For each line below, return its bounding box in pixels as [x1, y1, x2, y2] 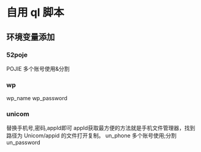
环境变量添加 [6, 32, 55, 42]
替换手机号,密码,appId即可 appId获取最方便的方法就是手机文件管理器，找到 [6, 125, 195, 132]
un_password [6, 139, 40, 147]
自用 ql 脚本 [6, 5, 64, 20]
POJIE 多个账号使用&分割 [6, 65, 70, 72]
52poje [6, 50, 28, 59]
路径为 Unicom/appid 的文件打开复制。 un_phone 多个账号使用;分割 [6, 132, 176, 139]
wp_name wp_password [6, 95, 67, 102]
